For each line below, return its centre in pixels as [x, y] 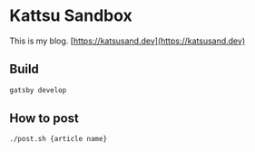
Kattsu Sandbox [71, 16]
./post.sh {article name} [58, 139]
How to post [44, 119]
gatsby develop [38, 90]
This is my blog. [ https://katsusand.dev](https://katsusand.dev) [127, 41]
